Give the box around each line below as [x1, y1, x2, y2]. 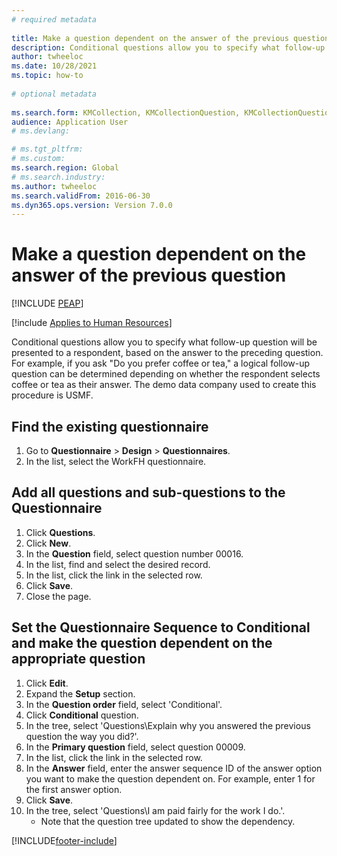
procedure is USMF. [11, 389, 94, 401]
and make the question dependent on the [11, 635, 273, 652]
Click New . [25, 537, 72, 549]
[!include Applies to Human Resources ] [11, 317, 173, 329]
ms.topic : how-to [11, 71, 84, 81]
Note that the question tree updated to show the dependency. [40, 815, 296, 827]
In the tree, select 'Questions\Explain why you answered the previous [25, 719, 311, 731]
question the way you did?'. [25, 730, 139, 742]
